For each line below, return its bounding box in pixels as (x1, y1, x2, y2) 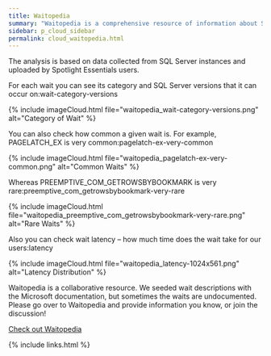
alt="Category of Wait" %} (8, 114, 97, 124)
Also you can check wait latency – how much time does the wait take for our (8, 235, 261, 245)
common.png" (8, 162, 56, 172)
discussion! (8, 308, 47, 319)
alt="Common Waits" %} (57, 162, 140, 172)
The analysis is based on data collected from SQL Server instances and (8, 57, 246, 66)
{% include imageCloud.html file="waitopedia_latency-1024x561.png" (8, 259, 240, 269)
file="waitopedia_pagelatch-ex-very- (104, 153, 228, 163)
